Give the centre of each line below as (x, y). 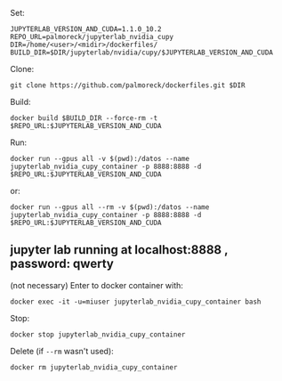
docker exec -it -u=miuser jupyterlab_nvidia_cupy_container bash (136, 302)
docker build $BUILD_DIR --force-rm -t (84, 118)
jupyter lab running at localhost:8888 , (119, 250)
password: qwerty (62, 264)
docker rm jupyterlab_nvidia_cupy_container (94, 367)
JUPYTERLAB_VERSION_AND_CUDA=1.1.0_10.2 (86, 29)
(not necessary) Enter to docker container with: (97, 285)
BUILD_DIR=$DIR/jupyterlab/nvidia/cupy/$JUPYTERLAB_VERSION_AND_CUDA (142, 53)
